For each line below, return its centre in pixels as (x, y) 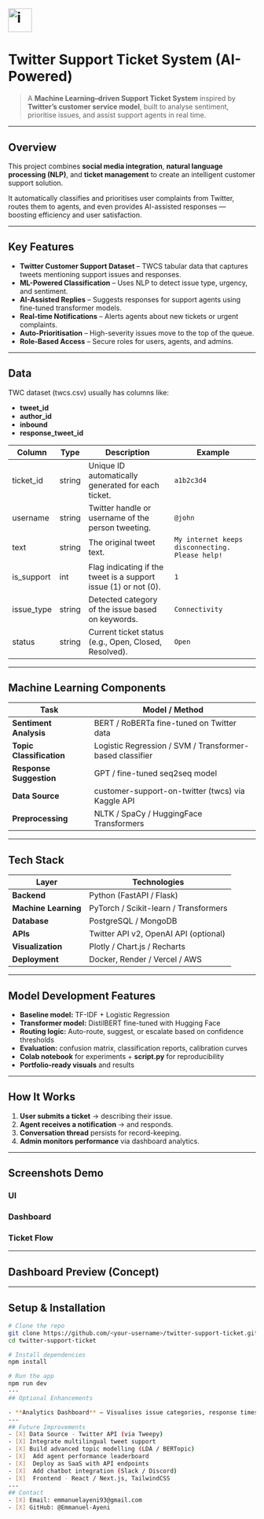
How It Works (42, 1097)
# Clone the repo (37, 1326)
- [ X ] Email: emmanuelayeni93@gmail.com (75, 1500)
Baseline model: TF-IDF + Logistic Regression (95, 1015)
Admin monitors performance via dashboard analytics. (110, 1141)
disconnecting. (202, 547)
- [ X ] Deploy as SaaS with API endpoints (79, 1463)
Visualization (37, 947)
